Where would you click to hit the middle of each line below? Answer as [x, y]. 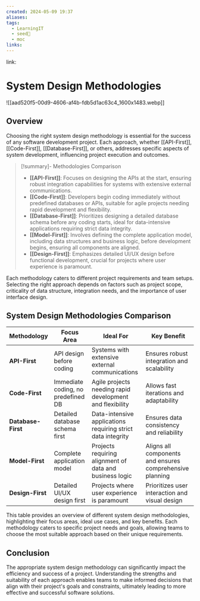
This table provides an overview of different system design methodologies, [98, 515]
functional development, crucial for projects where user [98, 260]
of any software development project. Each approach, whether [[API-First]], [99, 142]
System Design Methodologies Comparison [89, 316]
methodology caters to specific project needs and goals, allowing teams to [98, 528]
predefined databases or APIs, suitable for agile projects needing [109, 203]
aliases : [17, 17]
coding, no [69, 389]
